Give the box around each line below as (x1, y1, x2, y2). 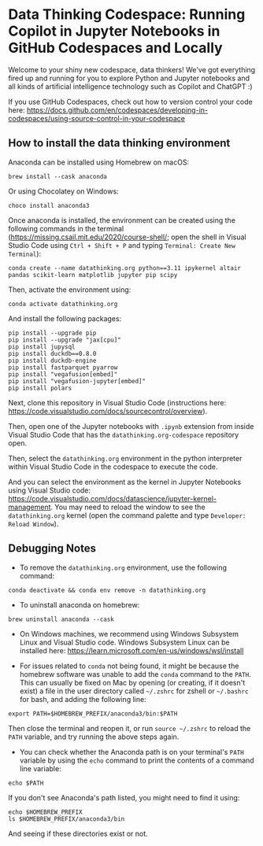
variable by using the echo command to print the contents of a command (19, 755, 254, 765)
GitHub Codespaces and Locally (8, 39, 223, 57)
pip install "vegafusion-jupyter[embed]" (8, 377, 146, 385)
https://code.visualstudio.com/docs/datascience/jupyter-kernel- (8, 493, 217, 503)
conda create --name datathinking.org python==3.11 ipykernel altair (8, 264, 242, 272)
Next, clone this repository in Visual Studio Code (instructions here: (8, 397, 227, 407)
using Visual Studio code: (8, 486, 91, 495)
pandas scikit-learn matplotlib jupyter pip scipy (8, 271, 178, 279)
